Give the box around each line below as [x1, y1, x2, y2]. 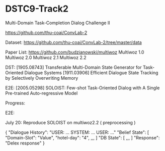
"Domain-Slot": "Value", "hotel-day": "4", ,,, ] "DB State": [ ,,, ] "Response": [5, 134, 160, 140]
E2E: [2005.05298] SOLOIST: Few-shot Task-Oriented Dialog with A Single [5, 84, 160, 91]
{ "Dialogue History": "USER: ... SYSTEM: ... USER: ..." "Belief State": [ [5, 129, 149, 135]
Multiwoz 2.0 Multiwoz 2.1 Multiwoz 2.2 [5, 54, 87, 61]
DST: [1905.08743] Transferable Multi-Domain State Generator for [5, 64, 142, 70]
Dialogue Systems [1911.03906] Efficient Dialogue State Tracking [24, 69, 158, 76]
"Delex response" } [5, 140, 45, 146]
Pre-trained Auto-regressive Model [5, 90, 78, 96]
